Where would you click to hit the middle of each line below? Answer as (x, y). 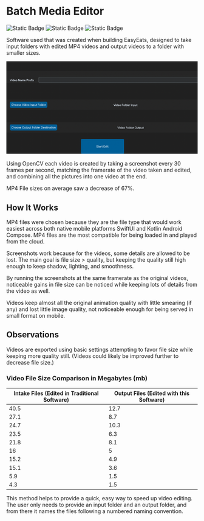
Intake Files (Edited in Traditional (56, 393)
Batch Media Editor (55, 11)
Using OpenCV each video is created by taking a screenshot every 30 (93, 164)
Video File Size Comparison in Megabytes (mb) (77, 378)
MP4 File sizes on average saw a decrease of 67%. (70, 188)
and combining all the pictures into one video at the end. (77, 177)
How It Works (32, 207)
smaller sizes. (23, 52)
